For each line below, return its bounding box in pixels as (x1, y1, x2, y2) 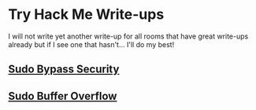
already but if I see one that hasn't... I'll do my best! (8, 39, 175, 49)
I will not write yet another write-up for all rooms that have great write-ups (8, 31, 249, 41)
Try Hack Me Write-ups (8, 5, 165, 24)
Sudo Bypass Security (8, 63, 120, 76)
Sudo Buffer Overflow (8, 89, 117, 103)
